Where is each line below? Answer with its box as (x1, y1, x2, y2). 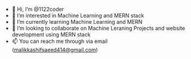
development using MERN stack (11, 31, 91, 38)
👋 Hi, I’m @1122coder (11, 6, 64, 13)
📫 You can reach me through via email (11, 38, 108, 45)
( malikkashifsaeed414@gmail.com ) (11, 46, 98, 53)
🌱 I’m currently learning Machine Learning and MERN (11, 18, 143, 25)
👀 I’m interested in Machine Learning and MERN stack (11, 12, 144, 19)
